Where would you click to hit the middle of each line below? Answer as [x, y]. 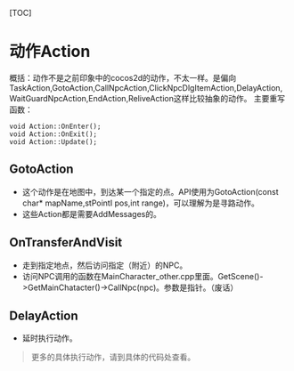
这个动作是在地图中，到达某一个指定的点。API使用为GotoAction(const [150, 191]
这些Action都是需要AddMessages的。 [92, 214]
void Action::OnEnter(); [55, 126]
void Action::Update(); [53, 141]
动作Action [50, 52]
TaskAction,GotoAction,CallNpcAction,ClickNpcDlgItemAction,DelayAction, [146, 87]
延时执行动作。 [49, 338]
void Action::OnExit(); [53, 134]
